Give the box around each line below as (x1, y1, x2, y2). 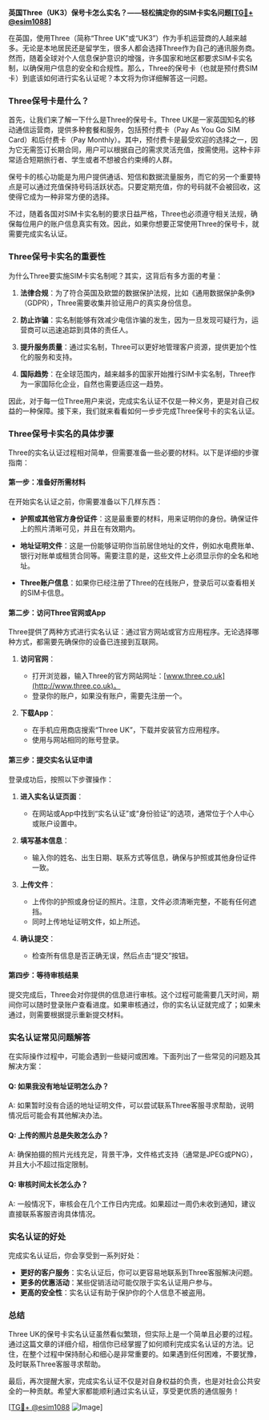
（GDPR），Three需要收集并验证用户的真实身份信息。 (19, 298, 196, 308)
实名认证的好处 (8, 1231, 66, 1242)
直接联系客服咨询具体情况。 (8, 1209, 100, 1218)
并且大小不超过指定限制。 (8, 1160, 93, 1169)
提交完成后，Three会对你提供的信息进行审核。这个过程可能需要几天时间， (8, 989, 252, 1000)
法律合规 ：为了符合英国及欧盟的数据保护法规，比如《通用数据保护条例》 (19, 288, 255, 297)
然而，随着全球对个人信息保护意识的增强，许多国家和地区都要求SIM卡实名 (8, 54, 253, 62)
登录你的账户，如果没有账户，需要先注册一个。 (31, 691, 187, 701)
